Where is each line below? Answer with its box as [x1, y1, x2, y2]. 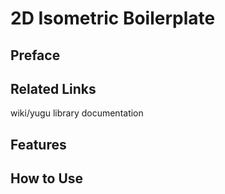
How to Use [10, 170, 84, 187]
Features [10, 136, 67, 153]
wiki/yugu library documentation [10, 107, 144, 119]
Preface [10, 47, 61, 64]
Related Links [10, 80, 97, 97]
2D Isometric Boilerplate [10, 7, 216, 30]
